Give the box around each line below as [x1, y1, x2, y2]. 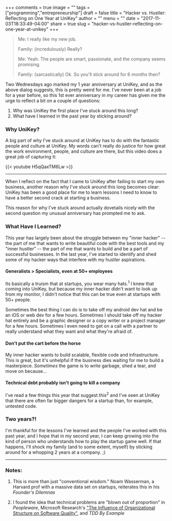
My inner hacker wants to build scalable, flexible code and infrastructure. [5, 351, 160, 358]
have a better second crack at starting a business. [5, 195, 111, 201]
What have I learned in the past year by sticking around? [12, 113, 132, 119]
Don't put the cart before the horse [5, 340, 81, 347]
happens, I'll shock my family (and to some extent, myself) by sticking [5, 444, 153, 450]
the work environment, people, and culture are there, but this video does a [5, 148, 162, 154]
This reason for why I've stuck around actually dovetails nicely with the [5, 205, 155, 211]
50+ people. [5, 297, 31, 303]
